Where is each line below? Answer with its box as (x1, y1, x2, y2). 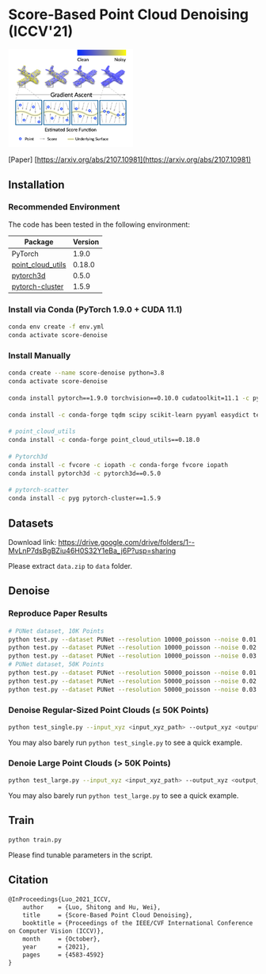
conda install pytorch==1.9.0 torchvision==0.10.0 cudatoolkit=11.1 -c (8, 394, 249, 402)
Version (72, 237, 100, 247)
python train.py (8, 835, 62, 844)
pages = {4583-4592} (22, 950, 104, 959)
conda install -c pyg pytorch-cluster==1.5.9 (8, 494, 161, 503)
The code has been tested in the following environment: (8, 220, 190, 229)
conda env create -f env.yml (8, 323, 104, 331)
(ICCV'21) (8, 22, 74, 40)
